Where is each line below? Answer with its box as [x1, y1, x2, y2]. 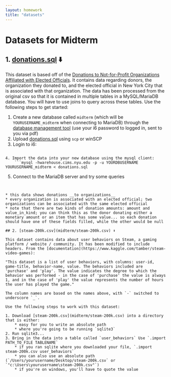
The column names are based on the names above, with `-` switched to [5, 291, 159, 296]
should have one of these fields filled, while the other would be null [5, 219, 164, 224]
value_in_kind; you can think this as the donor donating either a [5, 210, 153, 215]
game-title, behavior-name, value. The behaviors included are [5, 264, 143, 269]
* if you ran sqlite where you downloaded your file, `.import [14, 344, 153, 349]
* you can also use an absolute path [14, 353, 95, 359]
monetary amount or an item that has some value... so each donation [5, 214, 157, 220]
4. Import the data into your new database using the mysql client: [5, 156, 155, 161]
